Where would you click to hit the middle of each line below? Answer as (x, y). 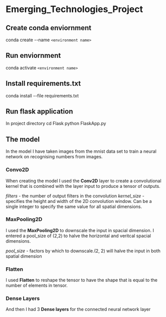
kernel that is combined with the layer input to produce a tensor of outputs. (83, 186)
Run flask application (39, 112)
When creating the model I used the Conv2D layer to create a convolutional (84, 181)
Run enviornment (33, 56)
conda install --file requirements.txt (42, 95)
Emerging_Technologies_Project (74, 9)
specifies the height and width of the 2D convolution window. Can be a (79, 201)
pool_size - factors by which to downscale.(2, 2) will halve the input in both (83, 251)
